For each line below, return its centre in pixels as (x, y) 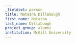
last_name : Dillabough (28, 23)
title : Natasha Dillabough (33, 14)
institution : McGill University (38, 33)
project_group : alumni (28, 28)
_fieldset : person (24, 10)
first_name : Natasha (26, 19)
